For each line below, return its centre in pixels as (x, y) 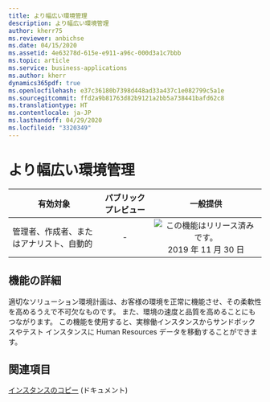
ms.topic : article (39, 61)
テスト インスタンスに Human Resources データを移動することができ (136, 331)
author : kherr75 (35, 31)
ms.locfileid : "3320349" (50, 128)
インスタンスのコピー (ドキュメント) (68, 390)
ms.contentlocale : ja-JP (50, 113)
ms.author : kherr (37, 76)
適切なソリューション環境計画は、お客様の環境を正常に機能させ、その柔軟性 (135, 301)
